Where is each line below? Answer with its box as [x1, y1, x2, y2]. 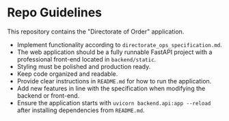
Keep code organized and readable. [16, 70, 118, 78]
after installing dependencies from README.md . [16, 106, 145, 114]
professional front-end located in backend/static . [16, 55, 157, 63]
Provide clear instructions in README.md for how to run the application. [16, 77, 212, 85]
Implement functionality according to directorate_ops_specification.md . [16, 40, 222, 49]
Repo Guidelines [7, 5, 103, 21]
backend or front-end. [16, 91, 80, 100]
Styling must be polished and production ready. [16, 62, 151, 70]
